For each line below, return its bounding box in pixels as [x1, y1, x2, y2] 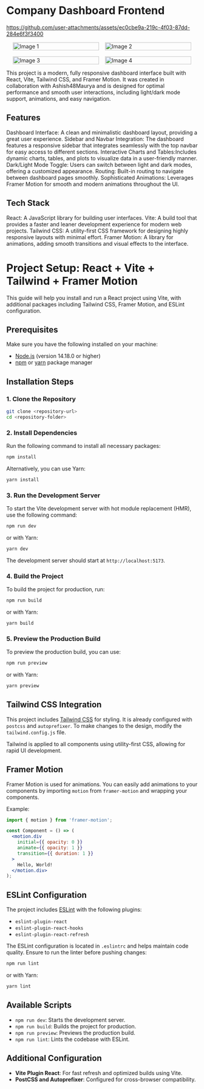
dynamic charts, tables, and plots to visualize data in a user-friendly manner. [6, 154, 198, 161]
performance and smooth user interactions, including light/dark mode [6, 89, 180, 96]
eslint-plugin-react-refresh [15, 932, 89, 938]
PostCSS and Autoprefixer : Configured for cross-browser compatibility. [15, 1076, 196, 1083]
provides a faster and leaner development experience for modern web [6, 220, 182, 228]
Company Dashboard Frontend [6, 4, 165, 18]
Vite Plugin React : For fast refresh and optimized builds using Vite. [15, 1069, 183, 1076]
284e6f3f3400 [6, 30, 44, 37]
